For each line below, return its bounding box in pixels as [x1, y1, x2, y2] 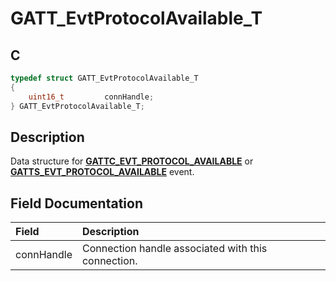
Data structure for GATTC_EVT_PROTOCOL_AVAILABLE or [10, 155, 254, 167]
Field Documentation [10, 195, 143, 212]
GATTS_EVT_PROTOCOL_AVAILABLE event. [10, 166, 195, 178]
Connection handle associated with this [81, 242, 268, 256]
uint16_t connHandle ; [28, 92, 155, 102]
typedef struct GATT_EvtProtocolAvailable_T [10, 73, 199, 83]
